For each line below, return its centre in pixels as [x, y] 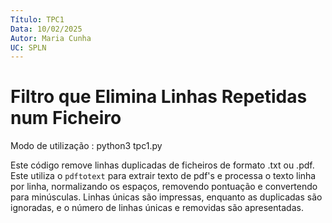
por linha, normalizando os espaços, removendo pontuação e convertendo [164, 187]
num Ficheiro [66, 118]
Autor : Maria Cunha [51, 38]
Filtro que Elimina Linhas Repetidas [159, 97]
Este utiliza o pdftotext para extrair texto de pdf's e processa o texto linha [163, 176]
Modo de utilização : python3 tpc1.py [86, 146]
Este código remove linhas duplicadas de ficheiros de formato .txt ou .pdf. [162, 165]
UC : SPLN [28, 47]
